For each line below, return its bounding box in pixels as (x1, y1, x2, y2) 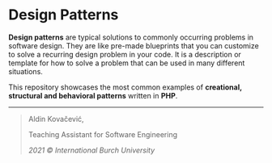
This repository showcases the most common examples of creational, (8, 82, 243, 92)
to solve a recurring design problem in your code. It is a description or (8, 49, 241, 59)
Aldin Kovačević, (28, 114, 84, 123)
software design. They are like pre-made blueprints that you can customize (8, 40, 259, 50)
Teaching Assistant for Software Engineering (28, 129, 178, 139)
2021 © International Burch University (28, 145, 155, 155)
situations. (8, 66, 43, 76)
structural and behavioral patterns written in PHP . (8, 90, 178, 100)
